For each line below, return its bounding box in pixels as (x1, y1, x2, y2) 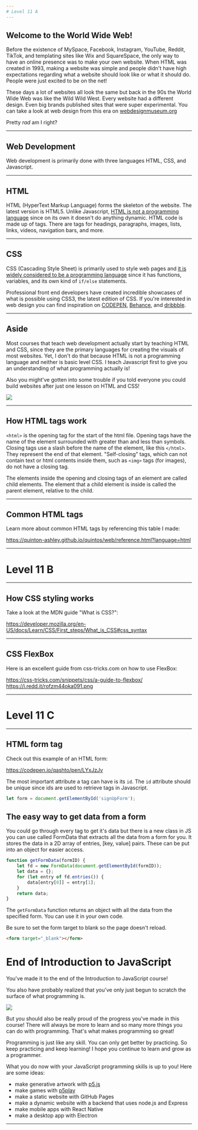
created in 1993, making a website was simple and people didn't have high (6, 65, 187, 72)
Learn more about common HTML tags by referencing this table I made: (6, 525, 180, 532)
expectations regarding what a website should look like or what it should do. (6, 71, 191, 78)
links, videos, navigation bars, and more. (6, 227, 104, 234)
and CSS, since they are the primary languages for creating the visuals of (6, 346, 184, 353)
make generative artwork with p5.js (14, 1081, 101, 1088)
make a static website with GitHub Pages (14, 1093, 114, 1101)
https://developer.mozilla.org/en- (6, 620, 87, 627)
